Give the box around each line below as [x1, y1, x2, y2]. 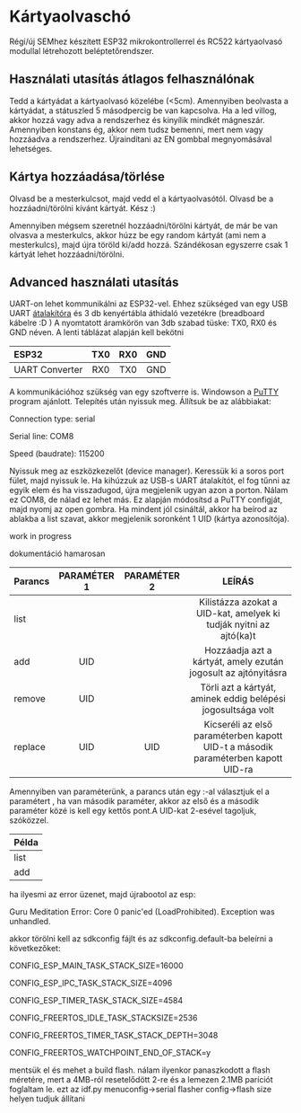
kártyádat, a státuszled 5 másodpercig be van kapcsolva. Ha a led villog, [9, 105, 278, 116]
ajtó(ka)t [220, 630, 257, 642]
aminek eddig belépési [190, 693, 287, 705]
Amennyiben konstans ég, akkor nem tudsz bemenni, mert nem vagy [9, 124, 263, 135]
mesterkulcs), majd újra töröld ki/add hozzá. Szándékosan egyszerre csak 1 [9, 239, 288, 250]
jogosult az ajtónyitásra [189, 667, 288, 679]
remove [13, 693, 47, 705]
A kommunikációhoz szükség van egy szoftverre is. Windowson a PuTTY [9, 386, 279, 397]
